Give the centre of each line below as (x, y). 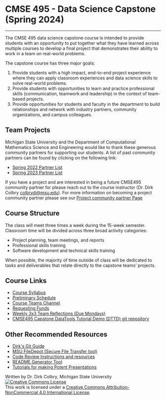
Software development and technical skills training (63, 251)
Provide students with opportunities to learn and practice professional (83, 88)
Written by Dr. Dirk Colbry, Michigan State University (59, 377)
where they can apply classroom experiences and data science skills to (85, 78)
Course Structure (33, 213)
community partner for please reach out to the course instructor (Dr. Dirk (79, 187)
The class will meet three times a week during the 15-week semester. (75, 225)
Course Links (26, 280)
